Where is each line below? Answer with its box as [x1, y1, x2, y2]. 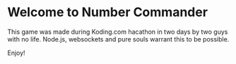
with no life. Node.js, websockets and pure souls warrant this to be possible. [7, 34, 230, 43]
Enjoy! [7, 49, 26, 57]
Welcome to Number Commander [7, 4, 208, 20]
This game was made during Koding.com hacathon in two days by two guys [7, 27, 228, 36]
